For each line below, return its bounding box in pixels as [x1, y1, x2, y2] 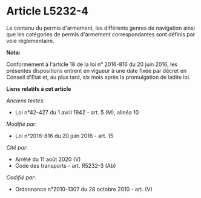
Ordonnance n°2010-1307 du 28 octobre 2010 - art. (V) [15, 185, 153, 193]
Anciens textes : [6, 97, 45, 104]
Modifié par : [6, 120, 38, 128]
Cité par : [6, 144, 28, 151]
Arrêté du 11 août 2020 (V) [15, 156, 81, 163]
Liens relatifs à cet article [6, 85, 71, 92]
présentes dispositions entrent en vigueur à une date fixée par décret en [6, 67, 186, 74]
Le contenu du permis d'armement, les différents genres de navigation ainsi [6, 24, 195, 31]
